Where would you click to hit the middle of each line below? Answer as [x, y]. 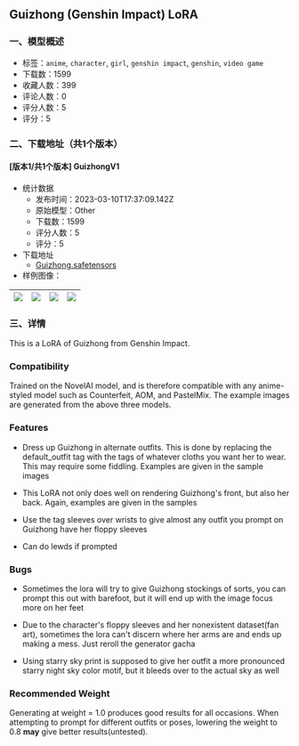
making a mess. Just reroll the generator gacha [109, 644]
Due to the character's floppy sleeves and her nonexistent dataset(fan [150, 625]
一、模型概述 [37, 42]
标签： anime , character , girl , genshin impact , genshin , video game [143, 62]
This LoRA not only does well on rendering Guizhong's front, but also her [156, 492]
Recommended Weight [60, 693]
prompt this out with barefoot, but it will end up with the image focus [147, 598]
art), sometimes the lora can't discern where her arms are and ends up [152, 634]
